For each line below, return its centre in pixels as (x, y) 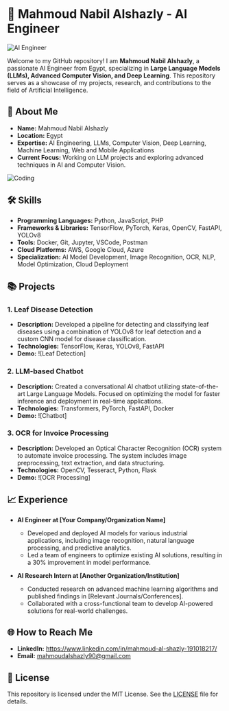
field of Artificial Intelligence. (48, 90)
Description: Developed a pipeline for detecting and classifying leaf (113, 325)
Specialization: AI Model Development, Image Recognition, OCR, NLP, (116, 257)
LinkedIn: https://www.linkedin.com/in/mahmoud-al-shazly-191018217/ (117, 649)
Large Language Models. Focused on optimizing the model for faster (123, 393)
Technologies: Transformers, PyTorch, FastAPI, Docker (95, 408)
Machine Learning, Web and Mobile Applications (85, 150)
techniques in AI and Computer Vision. (71, 165)
